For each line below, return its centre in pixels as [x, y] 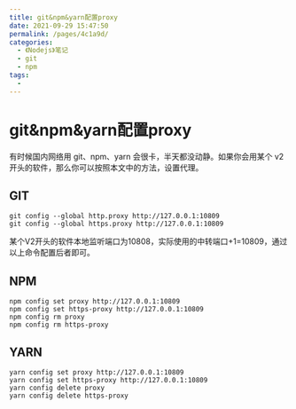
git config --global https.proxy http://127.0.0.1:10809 [117, 224]
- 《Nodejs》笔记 [43, 51]
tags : [19, 75]
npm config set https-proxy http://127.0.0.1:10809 [106, 310]
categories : [31, 42]
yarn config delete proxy [57, 388]
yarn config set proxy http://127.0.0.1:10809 [97, 373]
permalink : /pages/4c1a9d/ [59, 34]
